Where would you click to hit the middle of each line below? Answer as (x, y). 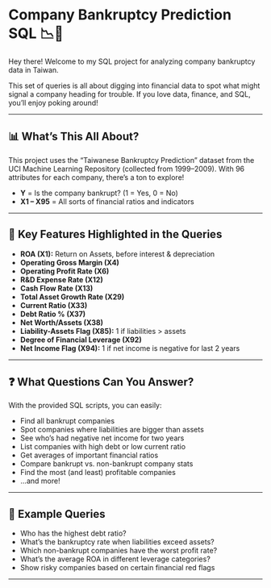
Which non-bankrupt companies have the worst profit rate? (119, 551)
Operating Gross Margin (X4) (69, 262)
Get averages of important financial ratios (89, 455)
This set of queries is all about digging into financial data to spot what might (134, 85)
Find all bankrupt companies (67, 421)
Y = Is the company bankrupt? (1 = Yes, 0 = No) (99, 193)
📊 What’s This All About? (74, 137)
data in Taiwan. (33, 69)
